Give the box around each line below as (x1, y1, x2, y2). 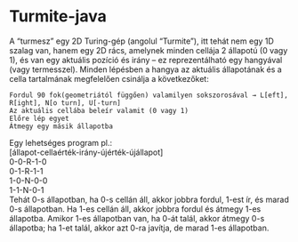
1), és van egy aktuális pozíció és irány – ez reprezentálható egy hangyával (9, 54, 283, 65)
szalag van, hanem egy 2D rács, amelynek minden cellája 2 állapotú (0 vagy (9, 44, 288, 55)
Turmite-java (9, 6, 107, 27)
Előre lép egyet (9, 114, 69, 123)
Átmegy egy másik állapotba (9, 122, 114, 131)
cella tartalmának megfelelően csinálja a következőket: (9, 73, 209, 84)
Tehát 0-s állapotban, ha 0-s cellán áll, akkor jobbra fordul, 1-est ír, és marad (9, 194, 289, 205)
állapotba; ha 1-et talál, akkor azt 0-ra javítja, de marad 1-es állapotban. (9, 222, 270, 233)
